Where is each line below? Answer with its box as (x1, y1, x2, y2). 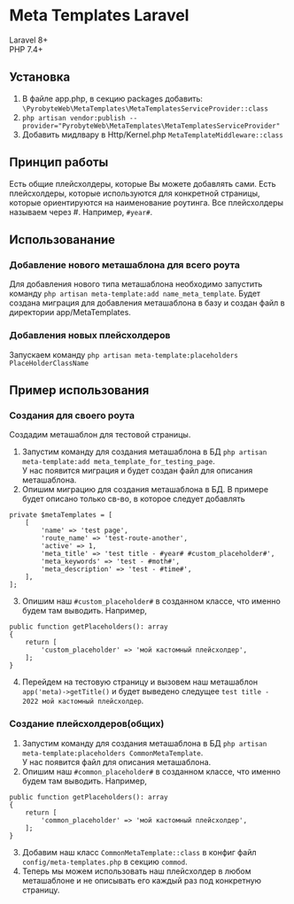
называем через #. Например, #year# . (9, 206, 153, 217)
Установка (9, 70, 71, 85)
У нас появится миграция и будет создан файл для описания (21, 466, 253, 476)
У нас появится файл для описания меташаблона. (21, 756, 212, 767)
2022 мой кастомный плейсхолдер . (21, 696, 144, 707)
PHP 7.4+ (9, 43, 43, 54)
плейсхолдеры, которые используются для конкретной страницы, (9, 188, 260, 198)
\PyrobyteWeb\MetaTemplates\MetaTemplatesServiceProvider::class (21, 104, 268, 113)
